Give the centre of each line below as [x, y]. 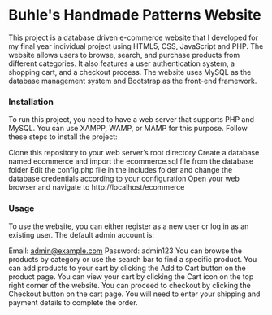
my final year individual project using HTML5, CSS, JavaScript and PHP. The [136, 46]
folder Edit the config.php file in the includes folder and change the [121, 170]
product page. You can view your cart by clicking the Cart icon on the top [131, 276]
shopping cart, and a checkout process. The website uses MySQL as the [130, 72]
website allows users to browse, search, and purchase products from [124, 55]
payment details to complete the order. [73, 302]
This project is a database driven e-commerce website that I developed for [133, 37]
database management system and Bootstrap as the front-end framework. [133, 81]
